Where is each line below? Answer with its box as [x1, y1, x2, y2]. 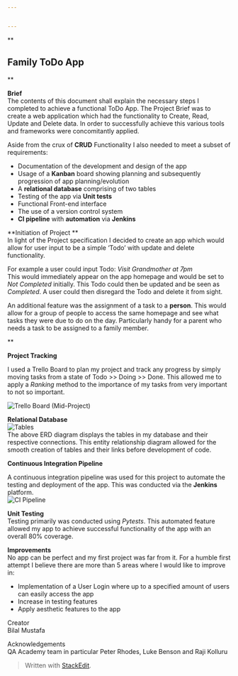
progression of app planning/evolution [17, 177, 130, 185]
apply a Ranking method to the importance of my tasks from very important [7, 380, 228, 388]
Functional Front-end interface [17, 200, 107, 208]
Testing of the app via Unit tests [17, 192, 112, 200]
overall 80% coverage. [7, 532, 74, 540]
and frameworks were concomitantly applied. [7, 126, 140, 135]
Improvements [7, 545, 52, 554]
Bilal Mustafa [7, 626, 45, 634]
